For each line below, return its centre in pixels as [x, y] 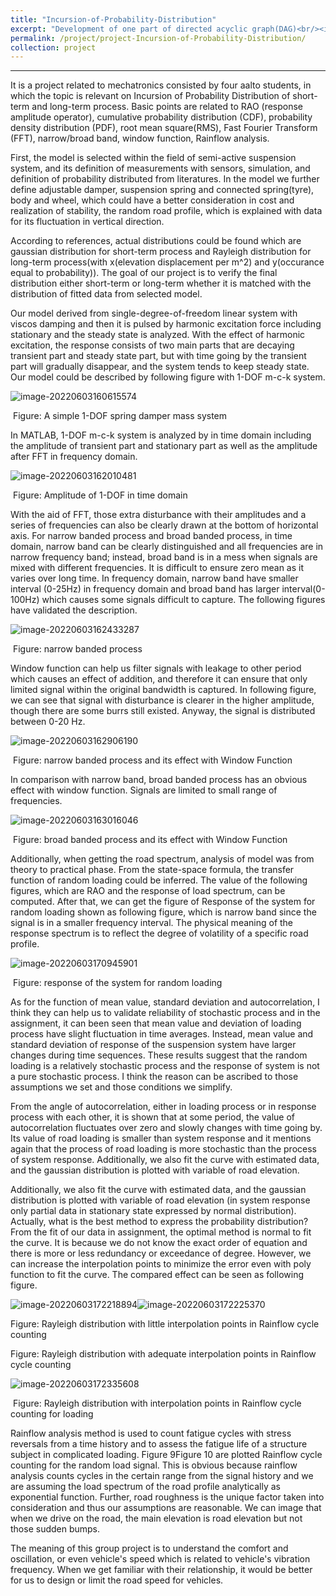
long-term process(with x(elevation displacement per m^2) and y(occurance [167, 262]
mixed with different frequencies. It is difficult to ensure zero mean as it [157, 568]
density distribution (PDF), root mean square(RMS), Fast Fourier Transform [164, 128]
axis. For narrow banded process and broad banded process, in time [151, 536]
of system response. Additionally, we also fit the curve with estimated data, [165, 1160]
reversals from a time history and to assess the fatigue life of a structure [159, 1444]
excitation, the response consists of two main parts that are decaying [152, 345]
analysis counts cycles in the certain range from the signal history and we [162, 1476]
